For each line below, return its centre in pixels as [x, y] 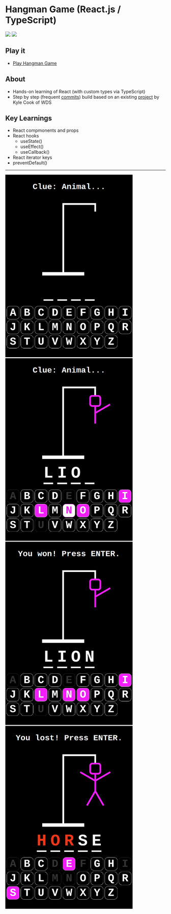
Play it [15, 51]
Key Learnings [29, 118]
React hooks [26, 136]
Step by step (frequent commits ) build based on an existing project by [86, 97]
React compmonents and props [46, 130]
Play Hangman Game [35, 63]
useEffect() [32, 147]
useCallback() [35, 152]
